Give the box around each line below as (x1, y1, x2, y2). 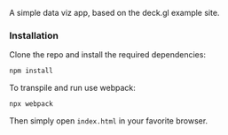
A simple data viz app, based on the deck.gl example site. (9, 8, 220, 18)
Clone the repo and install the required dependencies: (9, 49, 207, 60)
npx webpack (9, 100, 53, 109)
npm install (9, 66, 53, 76)
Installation (9, 29, 59, 41)
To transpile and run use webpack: (9, 83, 136, 94)
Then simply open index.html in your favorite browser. (9, 116, 208, 126)
